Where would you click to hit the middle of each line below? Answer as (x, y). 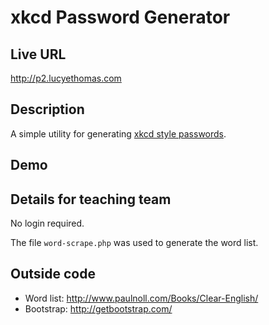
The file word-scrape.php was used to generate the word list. (134, 243)
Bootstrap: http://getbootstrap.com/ (98, 308)
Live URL (38, 54)
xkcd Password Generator (120, 17)
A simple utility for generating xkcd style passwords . (118, 133)
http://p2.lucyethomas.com (66, 78)
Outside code (53, 274)
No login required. (47, 223)
